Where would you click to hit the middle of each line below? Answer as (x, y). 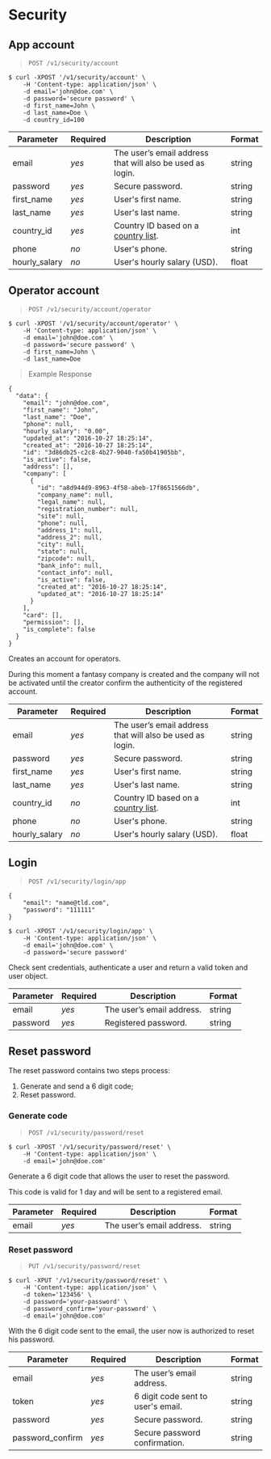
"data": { (32, 395)
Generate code (38, 1116)
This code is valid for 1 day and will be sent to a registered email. (116, 1191)
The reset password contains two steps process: (90, 1071)
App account (42, 45)
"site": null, (61, 516)
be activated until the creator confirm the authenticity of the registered (126, 683)
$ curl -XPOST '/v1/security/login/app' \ (81, 931)
